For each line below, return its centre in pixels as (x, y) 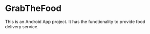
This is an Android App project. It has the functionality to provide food (75, 22)
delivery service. (22, 26)
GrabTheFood (33, 8)
